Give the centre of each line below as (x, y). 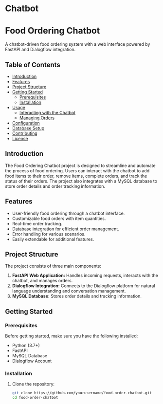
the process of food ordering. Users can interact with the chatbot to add (77, 170)
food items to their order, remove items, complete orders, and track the (76, 176)
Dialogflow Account (32, 361)
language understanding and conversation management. (69, 291)
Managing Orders (37, 118)
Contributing (25, 133)
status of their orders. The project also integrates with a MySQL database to (81, 181)
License (20, 138)
